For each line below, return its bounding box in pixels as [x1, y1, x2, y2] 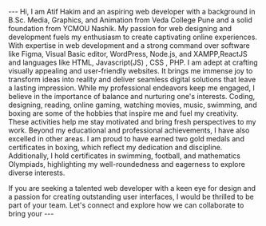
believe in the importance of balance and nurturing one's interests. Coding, [8, 92, 256, 101]
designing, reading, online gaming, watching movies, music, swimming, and [8, 100, 257, 109]
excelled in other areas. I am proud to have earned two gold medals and [8, 134, 245, 143]
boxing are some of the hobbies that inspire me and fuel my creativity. [8, 109, 239, 118]
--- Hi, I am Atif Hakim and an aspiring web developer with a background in [8, 7, 256, 16]
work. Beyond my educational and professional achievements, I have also [8, 125, 250, 135]
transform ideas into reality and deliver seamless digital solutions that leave [8, 75, 256, 84]
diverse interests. [8, 168, 66, 177]
